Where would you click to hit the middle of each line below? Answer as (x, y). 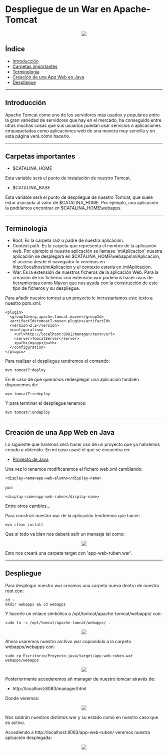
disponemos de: (22, 385)
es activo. (15, 723)
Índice (15, 49)
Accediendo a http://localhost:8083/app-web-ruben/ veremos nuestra (77, 732)
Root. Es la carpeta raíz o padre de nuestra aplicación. (68, 240)
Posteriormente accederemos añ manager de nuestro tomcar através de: (80, 679)
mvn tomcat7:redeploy (28, 394)
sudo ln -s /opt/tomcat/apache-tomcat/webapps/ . (58, 623)
